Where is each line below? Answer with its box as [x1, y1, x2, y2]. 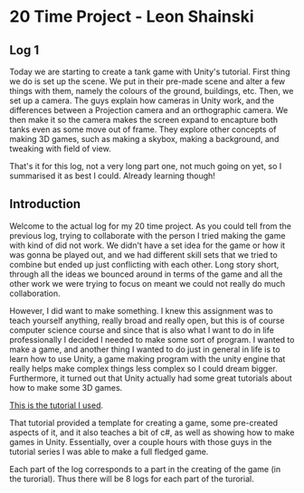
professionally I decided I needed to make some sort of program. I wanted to [9, 334, 295, 345]
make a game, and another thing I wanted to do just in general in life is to [9, 344, 280, 355]
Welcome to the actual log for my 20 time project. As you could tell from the [9, 220, 292, 232]
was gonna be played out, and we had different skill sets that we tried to [9, 249, 278, 260]
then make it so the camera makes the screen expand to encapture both [9, 115, 279, 125]
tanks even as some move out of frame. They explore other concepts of [9, 124, 277, 135]
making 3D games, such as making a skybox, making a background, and [9, 134, 280, 144]
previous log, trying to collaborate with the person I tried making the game [9, 230, 286, 241]
